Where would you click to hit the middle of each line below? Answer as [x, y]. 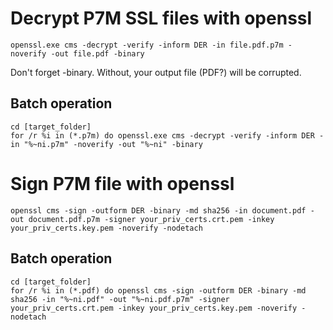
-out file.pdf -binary [97, 53]
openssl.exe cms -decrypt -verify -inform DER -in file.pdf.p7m [147, 45]
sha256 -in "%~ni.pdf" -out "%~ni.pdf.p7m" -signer [120, 299]
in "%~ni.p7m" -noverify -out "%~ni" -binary [106, 144]
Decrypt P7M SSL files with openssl [161, 18]
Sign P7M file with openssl [122, 183]
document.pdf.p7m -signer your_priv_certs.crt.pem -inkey [151, 219]
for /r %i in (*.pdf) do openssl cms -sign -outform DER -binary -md [158, 290]
